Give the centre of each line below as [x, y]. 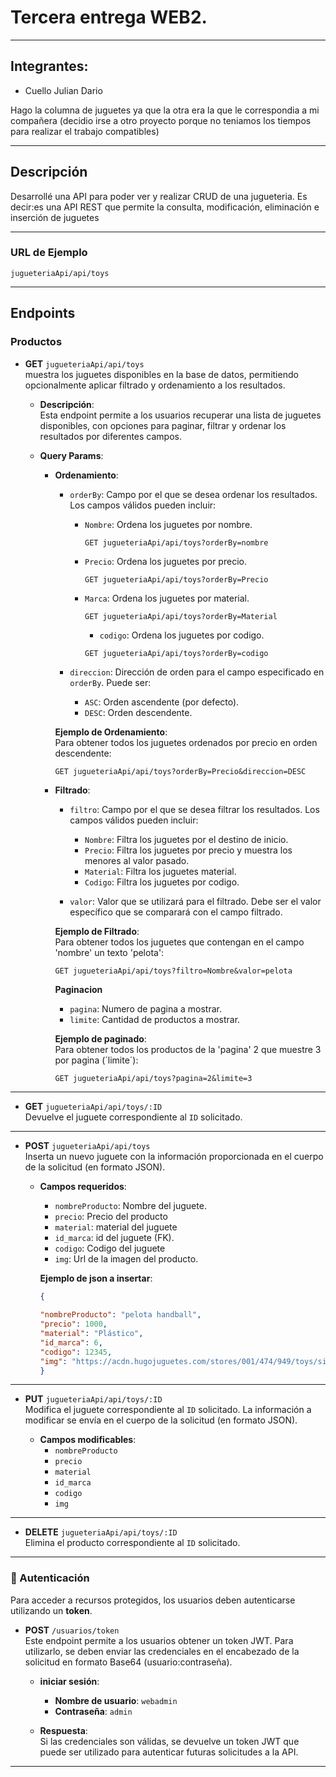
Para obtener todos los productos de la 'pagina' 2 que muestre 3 [188, 1049]
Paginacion [78, 989]
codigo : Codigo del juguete [110, 1248]
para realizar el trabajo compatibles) [85, 131]
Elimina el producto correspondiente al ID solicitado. [132, 1543]
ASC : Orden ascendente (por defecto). [162, 702]
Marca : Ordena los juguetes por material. [167, 598]
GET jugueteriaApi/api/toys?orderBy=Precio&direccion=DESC [180, 771]
